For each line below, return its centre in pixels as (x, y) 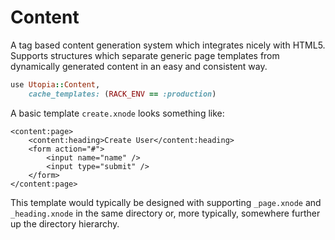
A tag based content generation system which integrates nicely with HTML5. (168, 45)
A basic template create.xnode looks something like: (117, 113)
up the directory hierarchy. (65, 223)
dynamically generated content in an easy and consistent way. (139, 66)
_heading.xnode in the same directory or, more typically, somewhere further (165, 213)
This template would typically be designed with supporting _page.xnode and (166, 202)
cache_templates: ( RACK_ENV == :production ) (122, 94)
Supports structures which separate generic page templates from (145, 55)
